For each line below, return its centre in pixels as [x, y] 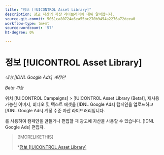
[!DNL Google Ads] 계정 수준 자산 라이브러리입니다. [55, 110]
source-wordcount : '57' [30, 28]
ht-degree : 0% [20, 32]
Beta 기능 [14, 88]
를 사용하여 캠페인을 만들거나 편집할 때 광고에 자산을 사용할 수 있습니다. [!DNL [80, 121]
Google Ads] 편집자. [25, 127]
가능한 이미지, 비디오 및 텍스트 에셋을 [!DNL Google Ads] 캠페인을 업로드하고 [79, 104]
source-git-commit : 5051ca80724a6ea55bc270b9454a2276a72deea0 [70, 19]
